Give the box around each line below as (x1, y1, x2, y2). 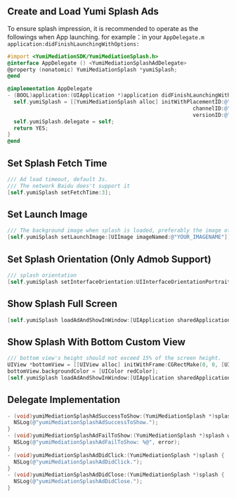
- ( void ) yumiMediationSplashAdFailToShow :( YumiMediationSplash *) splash (7, 432, 225, 440)
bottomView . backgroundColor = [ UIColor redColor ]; (7, 368, 159, 375)
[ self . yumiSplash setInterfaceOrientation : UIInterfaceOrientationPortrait (7, 278, 231, 285)
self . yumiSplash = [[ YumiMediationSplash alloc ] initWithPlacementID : (13, 99, 225, 106)
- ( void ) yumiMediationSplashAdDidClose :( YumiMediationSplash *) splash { (7, 471, 225, 478)
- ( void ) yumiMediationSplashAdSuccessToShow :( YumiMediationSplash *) (7, 412, 216, 420)
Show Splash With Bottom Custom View (7, 336, 186, 348)
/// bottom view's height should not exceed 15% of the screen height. (7, 355, 221, 362)
